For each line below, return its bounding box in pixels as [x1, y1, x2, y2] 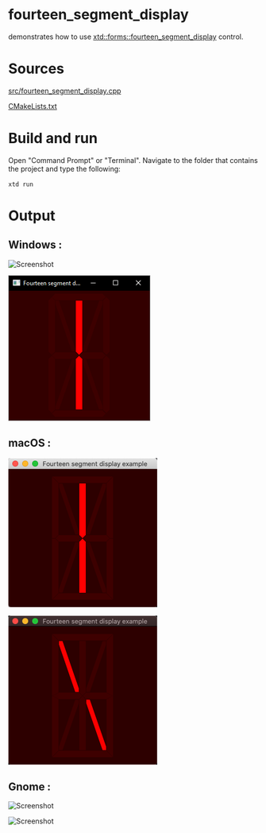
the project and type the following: [8, 164, 121, 173]
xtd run [8, 180, 34, 188]
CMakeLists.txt [8, 101, 57, 110]
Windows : [8, 238, 62, 252]
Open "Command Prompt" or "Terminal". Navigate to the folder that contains [8, 155, 258, 165]
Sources [8, 60, 65, 78]
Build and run [8, 130, 98, 148]
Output [8, 207, 56, 224]
